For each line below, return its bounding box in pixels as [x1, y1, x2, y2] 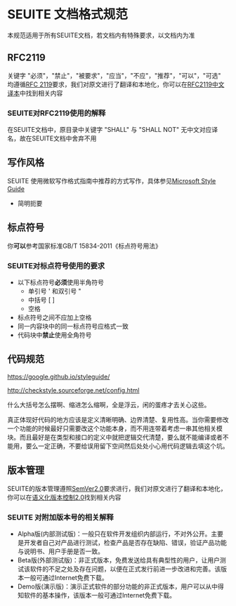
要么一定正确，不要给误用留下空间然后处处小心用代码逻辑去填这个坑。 [25, 442, 229, 450]
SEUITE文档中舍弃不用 [31, 134, 97, 143]
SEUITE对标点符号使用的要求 [7, 261, 105, 270]
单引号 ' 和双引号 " [27, 286, 82, 295]
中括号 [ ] [27, 296, 55, 304]
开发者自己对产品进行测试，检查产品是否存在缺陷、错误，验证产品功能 [23, 538, 227, 546]
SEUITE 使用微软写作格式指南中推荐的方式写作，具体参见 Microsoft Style [7, 176, 216, 185]
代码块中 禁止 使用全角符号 [17, 331, 92, 339]
